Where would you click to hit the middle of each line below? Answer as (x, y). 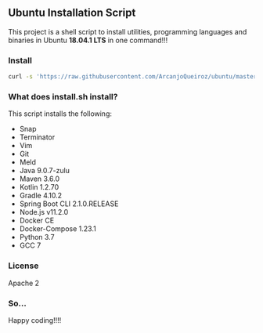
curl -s (21, 77)
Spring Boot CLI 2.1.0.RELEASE (69, 204)
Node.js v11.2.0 (44, 212)
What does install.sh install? (63, 96)
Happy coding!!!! (35, 320)
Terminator (37, 137)
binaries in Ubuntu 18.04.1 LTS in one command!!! (88, 40)
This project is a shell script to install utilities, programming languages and (128, 31)
